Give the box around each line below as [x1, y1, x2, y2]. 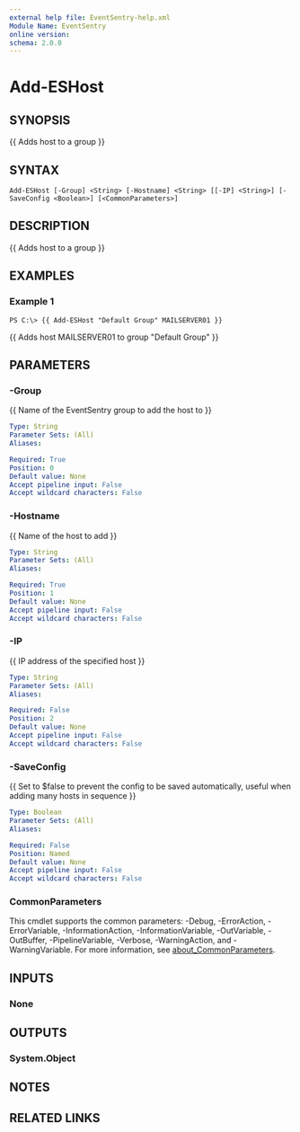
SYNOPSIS [9, 112, 71, 128]
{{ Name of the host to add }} [9, 530, 118, 541]
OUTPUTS [9, 1025, 67, 1040]
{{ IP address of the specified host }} [9, 655, 146, 666]
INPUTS [9, 970, 54, 986]
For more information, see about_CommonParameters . [75, 944, 276, 955]
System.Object [9, 1052, 76, 1065]
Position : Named [9, 849, 70, 858]
